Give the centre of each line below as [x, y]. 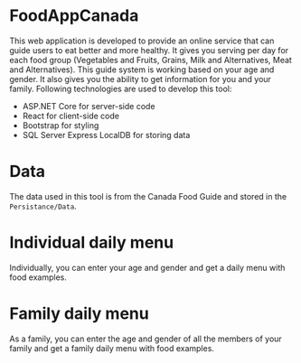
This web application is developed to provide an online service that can [142, 41]
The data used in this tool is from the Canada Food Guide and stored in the [148, 196]
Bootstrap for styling [61, 125]
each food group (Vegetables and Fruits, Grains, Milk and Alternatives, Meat [150, 60]
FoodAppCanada [74, 16]
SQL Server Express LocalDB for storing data [106, 135]
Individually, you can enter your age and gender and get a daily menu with [147, 267]
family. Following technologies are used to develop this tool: [121, 88]
